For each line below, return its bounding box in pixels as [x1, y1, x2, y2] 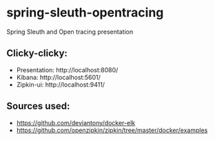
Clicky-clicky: [6, 47, 68, 59]
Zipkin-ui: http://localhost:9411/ [16, 80, 105, 89]
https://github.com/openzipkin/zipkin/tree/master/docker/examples [16, 126, 208, 134]
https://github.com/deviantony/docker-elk [16, 118, 136, 127]
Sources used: [6, 100, 70, 112]
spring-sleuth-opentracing [6, 5, 164, 21]
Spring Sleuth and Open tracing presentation [6, 28, 134, 36]
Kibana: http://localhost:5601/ [16, 73, 101, 81]
